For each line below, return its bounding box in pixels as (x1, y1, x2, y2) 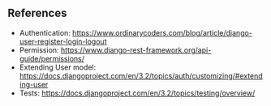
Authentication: (19, 28, 71, 37)
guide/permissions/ (19, 53, 84, 63)
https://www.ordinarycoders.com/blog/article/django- (71, 28, 253, 37)
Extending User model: (19, 62, 97, 72)
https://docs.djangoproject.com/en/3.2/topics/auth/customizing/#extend (19, 70, 263, 80)
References (7, 6, 67, 20)
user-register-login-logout (19, 36, 107, 46)
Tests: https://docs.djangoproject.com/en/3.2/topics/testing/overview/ (19, 88, 256, 98)
